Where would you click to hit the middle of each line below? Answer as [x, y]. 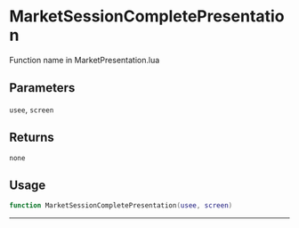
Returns [32, 138]
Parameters [42, 88]
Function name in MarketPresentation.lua [85, 60]
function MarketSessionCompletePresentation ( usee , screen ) [121, 206]
